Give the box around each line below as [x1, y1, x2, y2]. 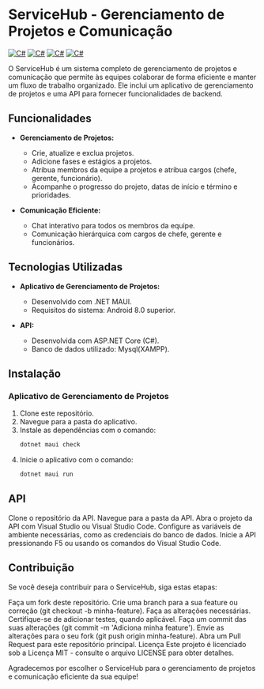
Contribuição [8, 561, 75, 574]
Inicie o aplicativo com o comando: [19, 455, 134, 465]
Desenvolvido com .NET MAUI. [31, 296, 132, 306]
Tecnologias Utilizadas [8, 261, 123, 274]
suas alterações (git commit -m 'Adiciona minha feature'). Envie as [8, 623, 224, 632]
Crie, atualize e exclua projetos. [31, 148, 134, 157]
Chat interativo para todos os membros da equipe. [31, 220, 195, 230]
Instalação [8, 367, 62, 380]
